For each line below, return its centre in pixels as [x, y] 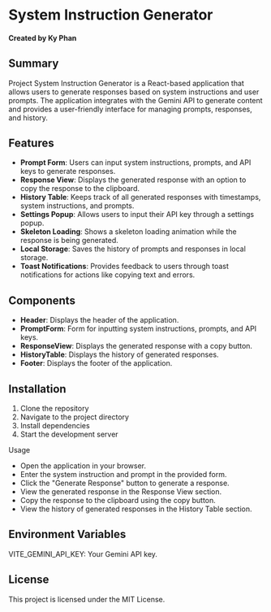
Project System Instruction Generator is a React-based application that [127, 83]
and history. [28, 117]
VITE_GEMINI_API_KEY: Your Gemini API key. [83, 553]
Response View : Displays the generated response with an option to [133, 180]
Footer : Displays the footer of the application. [96, 363]
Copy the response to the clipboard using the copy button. [118, 501]
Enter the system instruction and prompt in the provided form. [123, 475]
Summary [34, 64]
